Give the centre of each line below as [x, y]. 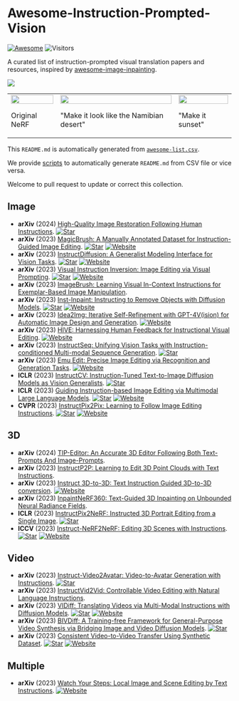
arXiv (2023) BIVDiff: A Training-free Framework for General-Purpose [120, 620]
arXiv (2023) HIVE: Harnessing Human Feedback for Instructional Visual [123, 330]
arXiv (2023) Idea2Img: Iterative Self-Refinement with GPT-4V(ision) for [123, 314]
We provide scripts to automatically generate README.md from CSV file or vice [119, 162]
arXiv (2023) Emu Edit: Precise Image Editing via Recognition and [114, 360]
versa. [17, 170]
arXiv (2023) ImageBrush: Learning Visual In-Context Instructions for [119, 284]
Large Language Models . [54, 398]
